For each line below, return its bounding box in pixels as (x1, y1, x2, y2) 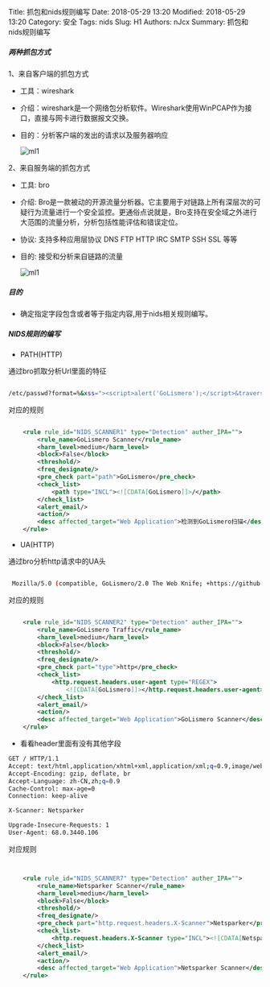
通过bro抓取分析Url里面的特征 (8, 365, 107, 376)
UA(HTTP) (19, 540, 55, 550)
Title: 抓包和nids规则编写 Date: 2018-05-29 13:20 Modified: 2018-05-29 (8, 7, 246, 16)
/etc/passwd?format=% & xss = (8, 389, 99, 397)
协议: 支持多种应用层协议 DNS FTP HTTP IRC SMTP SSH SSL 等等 (19, 234, 238, 244)
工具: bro (19, 180, 50, 189)
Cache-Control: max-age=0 (8, 784, 95, 793)
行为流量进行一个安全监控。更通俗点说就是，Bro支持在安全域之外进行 (27, 207, 257, 217)
